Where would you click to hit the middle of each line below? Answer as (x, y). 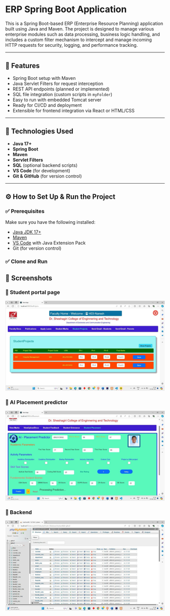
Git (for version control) (37, 248)
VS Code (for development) (41, 170)
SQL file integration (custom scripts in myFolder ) (62, 94)
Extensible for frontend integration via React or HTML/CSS (74, 110)
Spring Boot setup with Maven (44, 78)
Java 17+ (22, 143)
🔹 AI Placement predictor (37, 402)
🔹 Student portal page (33, 292)
